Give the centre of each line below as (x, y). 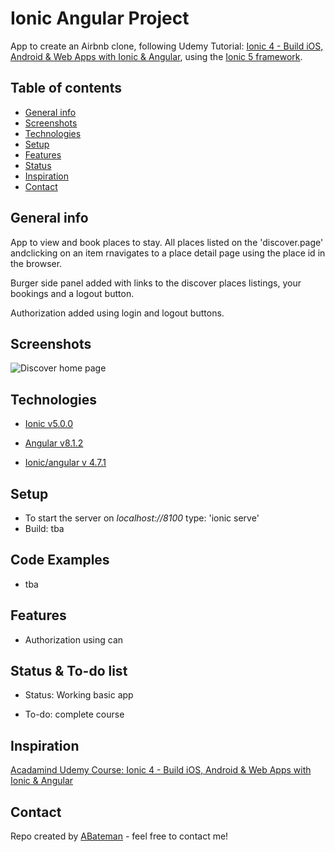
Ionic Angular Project (100, 18)
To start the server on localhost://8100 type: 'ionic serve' (142, 518)
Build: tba (44, 528)
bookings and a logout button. (72, 293)
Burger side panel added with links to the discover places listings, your (156, 283)
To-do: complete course (74, 714)
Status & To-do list (69, 671)
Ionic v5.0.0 (49, 424)
